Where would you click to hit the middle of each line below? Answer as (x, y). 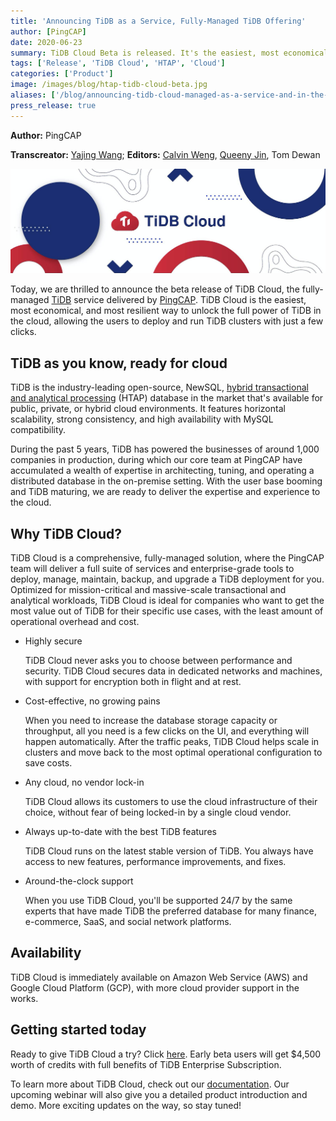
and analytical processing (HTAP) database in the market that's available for (167, 398)
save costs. (48, 763)
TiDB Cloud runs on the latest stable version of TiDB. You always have (169, 851)
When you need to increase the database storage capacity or (151, 721)
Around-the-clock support (79, 881)
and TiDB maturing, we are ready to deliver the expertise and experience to (165, 492)
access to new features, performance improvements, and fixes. (155, 862)
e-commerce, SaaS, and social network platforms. (128, 922)
